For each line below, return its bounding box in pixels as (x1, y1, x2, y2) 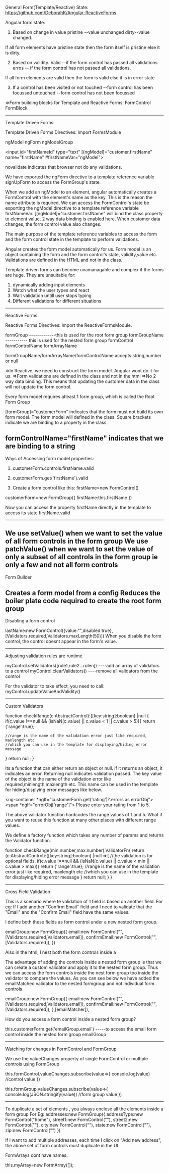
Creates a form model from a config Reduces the (5, 589, 161, 598)
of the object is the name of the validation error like (5, 776, 112, 782)
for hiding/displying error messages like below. (5, 787, 102, 793)
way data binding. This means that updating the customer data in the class (5, 378, 160, 384)
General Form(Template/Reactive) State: (5, 5, 89, 10)
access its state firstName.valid (5, 510, 70, 516)
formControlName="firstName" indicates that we (5, 434, 164, 443)
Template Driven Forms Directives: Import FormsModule (5, 129, 122, 135)
